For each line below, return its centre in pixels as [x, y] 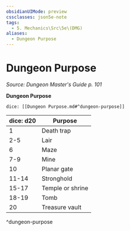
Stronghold [57, 179]
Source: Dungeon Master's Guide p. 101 [54, 84]
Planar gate [57, 169]
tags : [13, 22]
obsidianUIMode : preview [36, 11]
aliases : [17, 34]
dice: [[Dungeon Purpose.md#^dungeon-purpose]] [66, 107]
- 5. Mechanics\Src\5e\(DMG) [47, 28]
